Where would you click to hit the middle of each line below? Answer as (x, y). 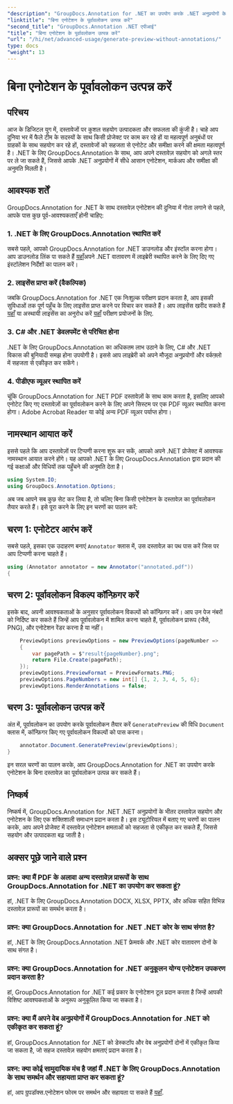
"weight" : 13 (26, 53)
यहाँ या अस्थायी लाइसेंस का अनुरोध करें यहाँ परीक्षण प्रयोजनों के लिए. (80, 314)
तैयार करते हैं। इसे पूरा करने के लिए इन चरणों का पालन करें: (72, 507)
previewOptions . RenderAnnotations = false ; (84, 686)
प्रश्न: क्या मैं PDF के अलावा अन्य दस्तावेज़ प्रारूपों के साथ (78, 877)
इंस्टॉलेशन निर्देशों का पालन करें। (43, 264)
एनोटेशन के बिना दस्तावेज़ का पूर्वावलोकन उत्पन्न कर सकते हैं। (74, 773)
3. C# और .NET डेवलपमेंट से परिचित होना (63, 332)
